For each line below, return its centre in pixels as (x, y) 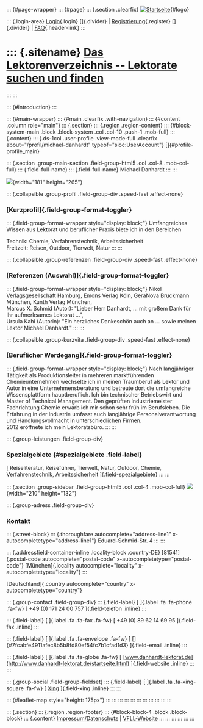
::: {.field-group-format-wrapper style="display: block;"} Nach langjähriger (100, 369)
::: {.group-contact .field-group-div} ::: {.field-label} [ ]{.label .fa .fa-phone (99, 602)
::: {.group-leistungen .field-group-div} (55, 439)
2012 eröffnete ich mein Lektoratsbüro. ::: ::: (61, 427)
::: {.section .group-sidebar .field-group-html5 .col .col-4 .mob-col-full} (96, 487)
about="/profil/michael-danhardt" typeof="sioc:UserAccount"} (85, 145)
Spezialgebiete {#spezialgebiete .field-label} (74, 455)
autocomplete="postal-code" (79, 559)
